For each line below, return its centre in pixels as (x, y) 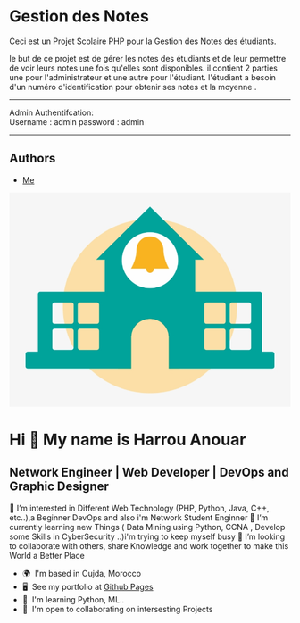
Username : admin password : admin (77, 121)
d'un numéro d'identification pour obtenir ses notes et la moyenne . (133, 87)
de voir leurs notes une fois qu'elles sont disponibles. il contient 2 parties (144, 68)
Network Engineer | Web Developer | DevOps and (149, 473)
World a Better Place (47, 555)
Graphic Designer (59, 487)
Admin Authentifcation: (51, 112)
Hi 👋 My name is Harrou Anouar (128, 440)
